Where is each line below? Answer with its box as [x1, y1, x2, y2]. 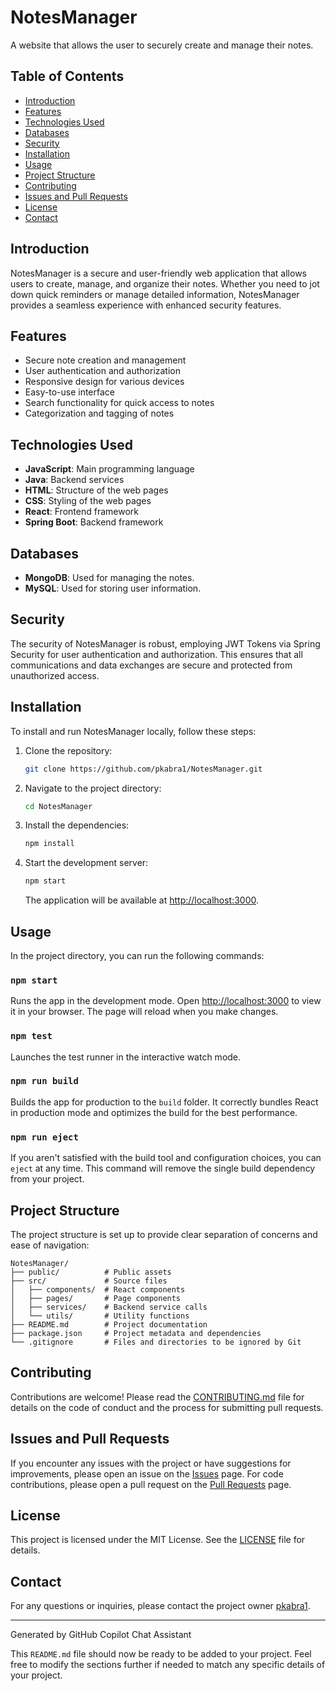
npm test [10, 1031, 53, 1042]
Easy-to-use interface [24, 386, 116, 398]
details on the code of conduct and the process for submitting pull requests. [10, 1401, 324, 1413]
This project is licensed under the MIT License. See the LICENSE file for [10, 1534, 306, 1546]
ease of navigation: [10, 1239, 90, 1251]
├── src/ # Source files [10, 1276, 168, 1286]
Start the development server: [24, 857, 149, 869]
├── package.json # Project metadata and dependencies [10, 1328, 262, 1338]
